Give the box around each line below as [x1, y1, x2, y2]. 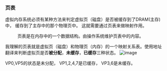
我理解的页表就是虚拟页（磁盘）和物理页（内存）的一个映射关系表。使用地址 [5, 43, 162, 50]
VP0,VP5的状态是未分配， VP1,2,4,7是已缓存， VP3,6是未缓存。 [5, 60, 136, 66]
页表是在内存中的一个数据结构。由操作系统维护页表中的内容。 [17, 33, 144, 39]
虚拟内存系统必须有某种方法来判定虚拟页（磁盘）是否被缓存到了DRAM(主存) [5, 16, 161, 23]
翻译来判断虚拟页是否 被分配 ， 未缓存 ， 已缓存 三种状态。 [5, 50, 118, 56]
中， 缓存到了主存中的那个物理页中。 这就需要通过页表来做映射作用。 [5, 23, 147, 29]
